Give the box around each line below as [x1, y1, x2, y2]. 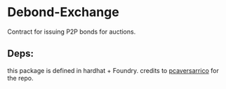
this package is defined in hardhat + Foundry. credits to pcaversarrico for [7, 66, 219, 74]
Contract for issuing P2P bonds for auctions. [7, 27, 136, 36]
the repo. [7, 74, 34, 82]
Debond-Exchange [7, 4, 119, 20]
